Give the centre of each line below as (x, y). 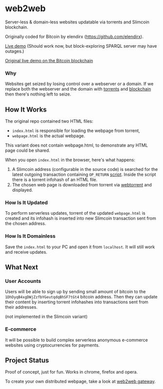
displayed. (22, 190)
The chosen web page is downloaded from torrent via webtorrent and (82, 185)
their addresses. (21, 307)
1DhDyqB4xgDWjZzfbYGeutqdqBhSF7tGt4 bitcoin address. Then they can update (81, 297)
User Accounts (23, 281)
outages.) (15, 51)
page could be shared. (27, 150)
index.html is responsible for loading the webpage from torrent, (76, 131)
